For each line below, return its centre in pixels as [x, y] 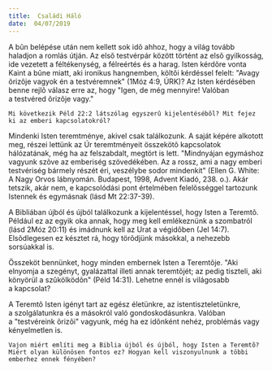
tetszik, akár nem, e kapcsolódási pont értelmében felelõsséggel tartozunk [133, 187]
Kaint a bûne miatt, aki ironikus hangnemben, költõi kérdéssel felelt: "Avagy [134, 72]
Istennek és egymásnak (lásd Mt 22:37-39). [82, 196]
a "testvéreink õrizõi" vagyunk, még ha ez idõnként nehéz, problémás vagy [134, 321]
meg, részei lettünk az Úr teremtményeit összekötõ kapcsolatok [115, 144]
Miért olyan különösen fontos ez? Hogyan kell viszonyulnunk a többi [129, 352]
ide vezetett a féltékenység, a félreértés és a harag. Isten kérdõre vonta [127, 64]
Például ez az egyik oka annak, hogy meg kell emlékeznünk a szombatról [131, 220]
